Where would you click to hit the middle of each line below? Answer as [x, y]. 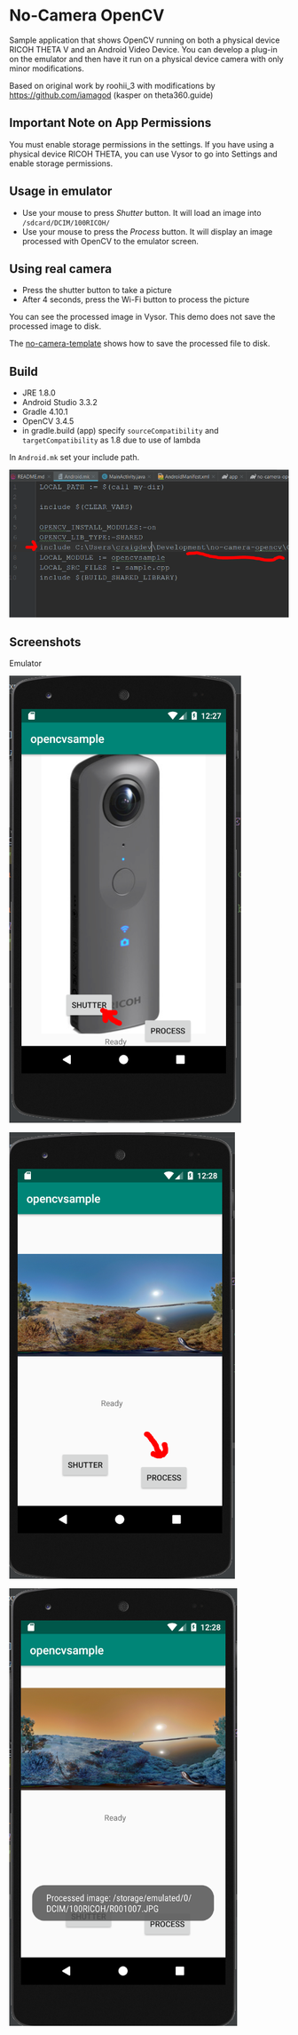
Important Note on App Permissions [110, 123]
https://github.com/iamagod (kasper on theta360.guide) [111, 95]
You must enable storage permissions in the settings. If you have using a [142, 144]
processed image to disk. [55, 326]
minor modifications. [47, 68]
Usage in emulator [61, 192]
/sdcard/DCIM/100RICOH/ [66, 223]
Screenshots [45, 642]
